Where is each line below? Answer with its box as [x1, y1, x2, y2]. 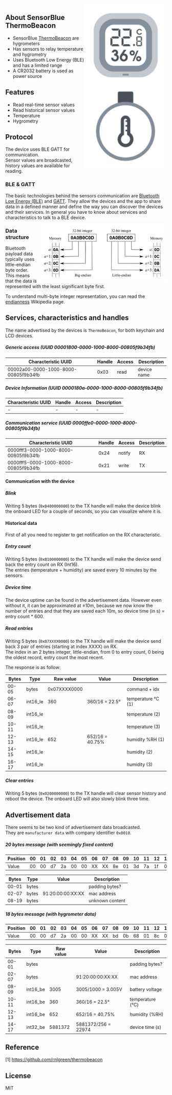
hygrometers [12, 40, 40, 47]
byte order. [5, 267, 29, 273]
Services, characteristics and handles [5, 314, 129, 322]
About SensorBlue [5, 13, 65, 22]
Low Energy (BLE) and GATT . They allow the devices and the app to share [5, 198, 161, 204]
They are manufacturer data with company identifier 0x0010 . [5, 829, 132, 836]
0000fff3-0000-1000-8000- [7, 447, 74, 453]
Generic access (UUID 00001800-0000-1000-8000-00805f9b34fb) [5, 344, 155, 351]
